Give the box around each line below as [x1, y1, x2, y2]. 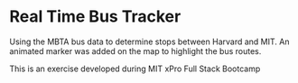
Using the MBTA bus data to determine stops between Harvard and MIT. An [9, 36, 290, 47]
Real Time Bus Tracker [9, 6, 182, 27]
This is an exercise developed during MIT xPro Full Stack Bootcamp [9, 63, 261, 74]
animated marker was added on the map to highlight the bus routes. [9, 45, 262, 56]
